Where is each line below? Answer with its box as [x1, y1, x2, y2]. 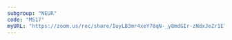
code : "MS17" [7, 16, 45, 23]
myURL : [7, 22, 26, 29]
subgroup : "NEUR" [7, 9, 57, 17]
